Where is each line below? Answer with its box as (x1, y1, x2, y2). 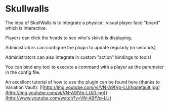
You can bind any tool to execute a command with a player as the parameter (5, 64, 164, 70)
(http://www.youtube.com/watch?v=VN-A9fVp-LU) (5, 95, 111, 101)
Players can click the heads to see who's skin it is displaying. (5, 35, 133, 41)
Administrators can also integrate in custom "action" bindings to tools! (5, 54, 151, 60)
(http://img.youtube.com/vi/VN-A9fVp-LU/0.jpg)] (5, 89, 107, 95)
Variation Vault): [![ (5, 84, 45, 90)
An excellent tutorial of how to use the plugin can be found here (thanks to (5, 79, 160, 85)
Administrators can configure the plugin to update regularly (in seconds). (5, 44, 157, 50)
